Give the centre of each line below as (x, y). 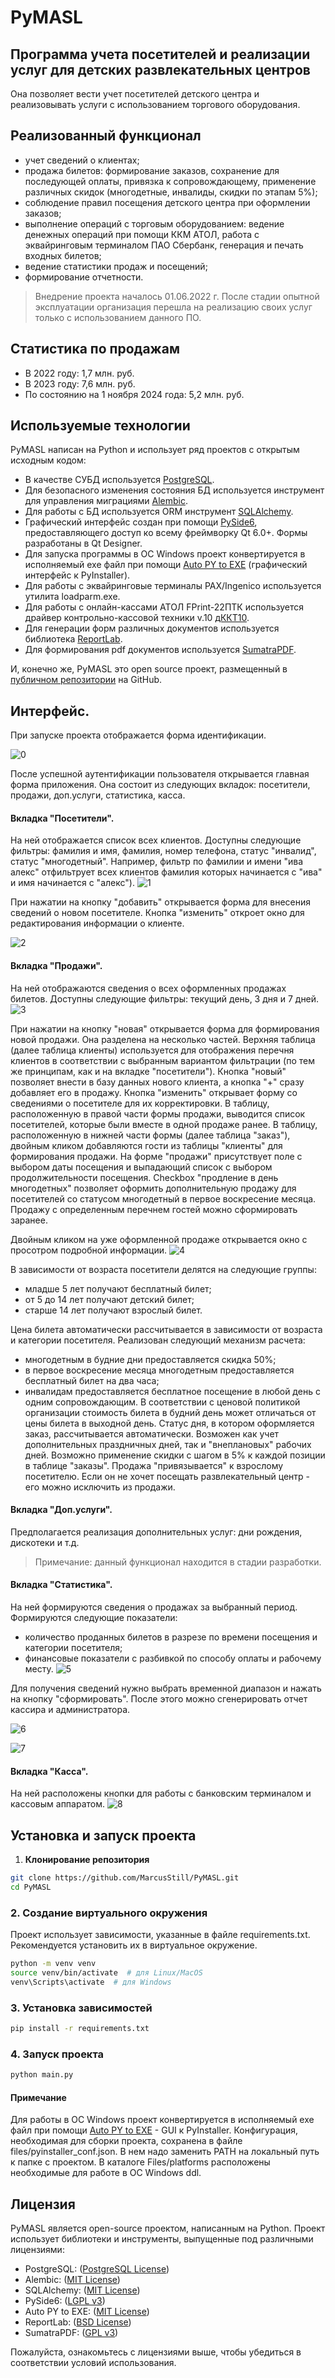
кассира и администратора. (70, 1710)
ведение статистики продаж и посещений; (116, 266)
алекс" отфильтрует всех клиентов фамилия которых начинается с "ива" (166, 872)
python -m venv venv (53, 1964)
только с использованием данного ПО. (118, 317)
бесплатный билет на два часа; (92, 1380)
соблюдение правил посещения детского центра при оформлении (167, 202)
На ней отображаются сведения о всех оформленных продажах (148, 988)
